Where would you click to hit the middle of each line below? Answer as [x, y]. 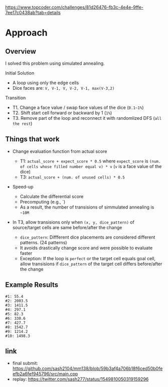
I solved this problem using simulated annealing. [55, 63]
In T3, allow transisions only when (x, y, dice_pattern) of [73, 222]
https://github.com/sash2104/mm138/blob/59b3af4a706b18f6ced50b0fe [88, 368]
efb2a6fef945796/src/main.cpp [45, 374]
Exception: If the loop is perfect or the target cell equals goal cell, [88, 258]
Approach [26, 33]
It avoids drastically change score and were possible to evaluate [86, 248]
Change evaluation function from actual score [60, 151]
